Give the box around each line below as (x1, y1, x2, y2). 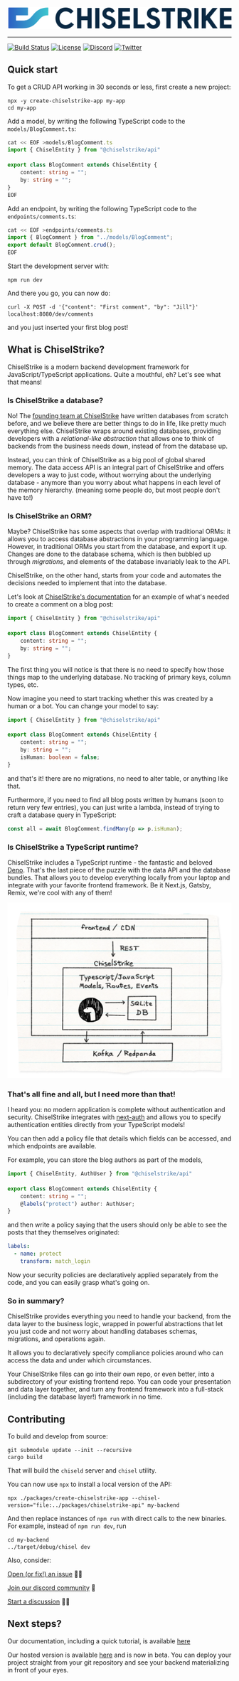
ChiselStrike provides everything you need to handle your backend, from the (7, 1312, 231, 1320)
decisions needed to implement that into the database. (7, 579, 167, 587)
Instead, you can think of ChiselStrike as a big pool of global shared (7, 456, 206, 464)
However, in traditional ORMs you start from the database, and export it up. (7, 543, 228, 551)
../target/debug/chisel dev (7, 1543, 91, 1550)
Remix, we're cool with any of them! (7, 888, 112, 897)
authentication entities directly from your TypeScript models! (7, 1121, 185, 1128)
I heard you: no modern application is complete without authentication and (7, 1106, 225, 1114)
